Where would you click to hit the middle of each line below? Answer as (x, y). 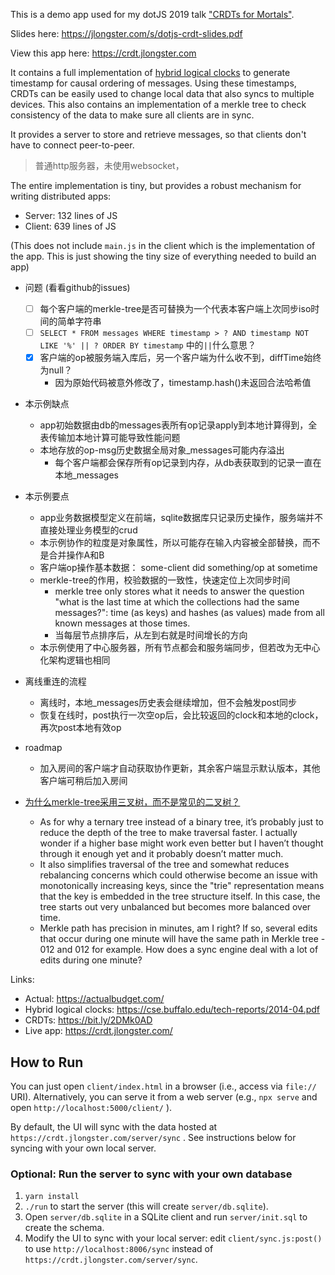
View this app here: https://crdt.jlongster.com (103, 53)
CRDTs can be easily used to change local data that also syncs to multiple (162, 93)
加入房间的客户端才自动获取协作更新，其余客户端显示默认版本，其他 (180, 768)
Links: (22, 980)
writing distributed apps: (61, 196)
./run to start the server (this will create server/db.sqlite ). (146, 1206)
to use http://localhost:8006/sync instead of (119, 1249)
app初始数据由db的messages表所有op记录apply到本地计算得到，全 (178, 425)
